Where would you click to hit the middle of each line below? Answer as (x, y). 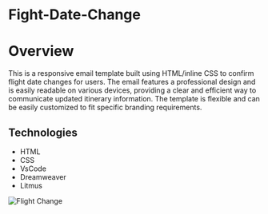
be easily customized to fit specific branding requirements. (105, 107)
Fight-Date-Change (75, 15)
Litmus (31, 185)
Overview (41, 52)
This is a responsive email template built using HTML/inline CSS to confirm (131, 73)
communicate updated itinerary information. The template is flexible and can (134, 99)
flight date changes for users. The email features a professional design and (132, 82)
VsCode (33, 168)
